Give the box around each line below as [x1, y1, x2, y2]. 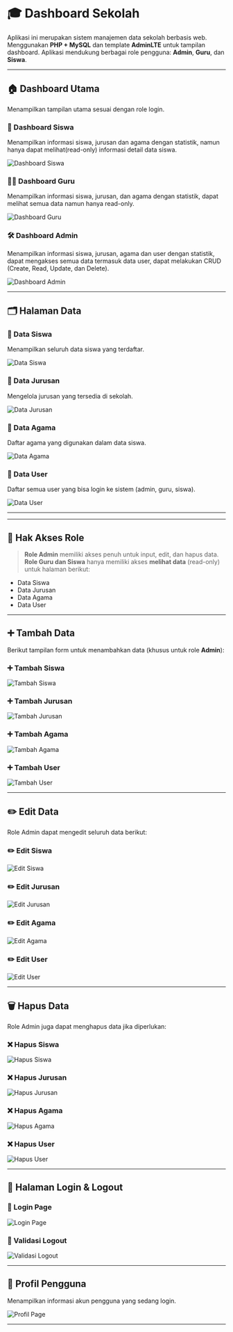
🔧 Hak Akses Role [7, 531, 85, 543]
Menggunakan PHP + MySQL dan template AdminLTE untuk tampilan [7, 40, 206, 49]
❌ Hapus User [7, 1139, 55, 1148]
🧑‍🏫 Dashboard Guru [7, 176, 75, 186]
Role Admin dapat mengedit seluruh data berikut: [7, 828, 148, 836]
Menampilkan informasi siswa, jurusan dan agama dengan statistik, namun [7, 138, 221, 147]
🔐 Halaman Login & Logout [7, 1182, 123, 1194]
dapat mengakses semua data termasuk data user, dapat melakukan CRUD [7, 257, 222, 265]
